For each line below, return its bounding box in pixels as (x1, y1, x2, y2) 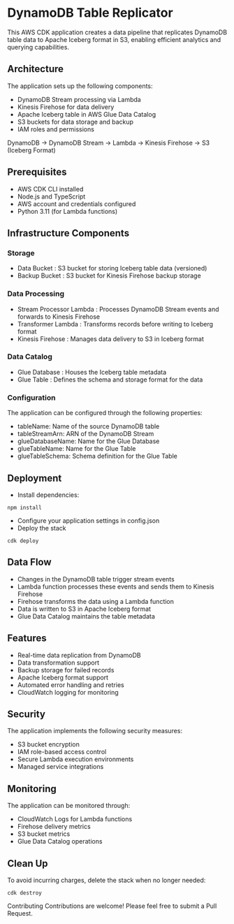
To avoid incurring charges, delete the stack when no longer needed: (7, 876, 206, 885)
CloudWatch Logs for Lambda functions (17, 815, 133, 823)
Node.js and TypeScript (17, 192, 86, 201)
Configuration (7, 393, 56, 403)
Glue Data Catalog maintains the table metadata (17, 612, 156, 620)
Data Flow (7, 556, 52, 568)
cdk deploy (7, 537, 39, 544)
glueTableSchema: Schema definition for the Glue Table (17, 452, 178, 461)
